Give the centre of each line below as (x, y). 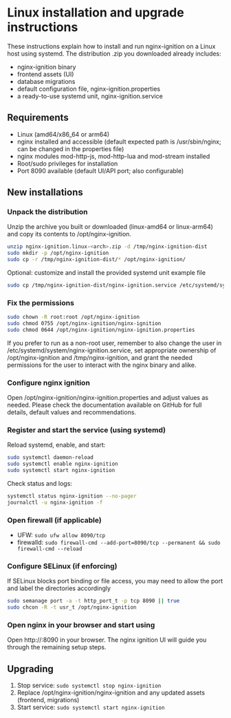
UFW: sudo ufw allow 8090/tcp (61, 535)
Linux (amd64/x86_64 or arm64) (63, 134)
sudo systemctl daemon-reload (51, 458)
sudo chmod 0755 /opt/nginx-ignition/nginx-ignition (84, 324)
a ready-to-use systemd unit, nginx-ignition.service (90, 96)
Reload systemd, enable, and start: (56, 445)
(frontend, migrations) (48, 700)
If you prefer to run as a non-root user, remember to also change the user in (114, 343)
